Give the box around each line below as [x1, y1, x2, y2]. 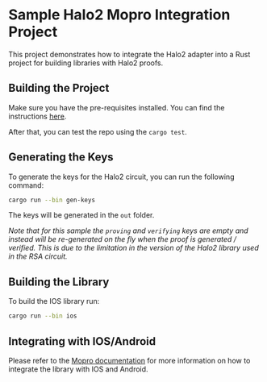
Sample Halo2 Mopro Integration [8, 6, 231, 24]
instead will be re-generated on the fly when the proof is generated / [8, 235, 236, 244]
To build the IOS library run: [8, 297, 100, 306]
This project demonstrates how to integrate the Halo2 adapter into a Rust [8, 49, 251, 59]
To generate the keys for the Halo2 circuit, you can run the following [8, 172, 235, 181]
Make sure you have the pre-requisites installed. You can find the [8, 102, 225, 112]
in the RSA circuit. [8, 251, 68, 261]
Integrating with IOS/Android [8, 334, 156, 348]
